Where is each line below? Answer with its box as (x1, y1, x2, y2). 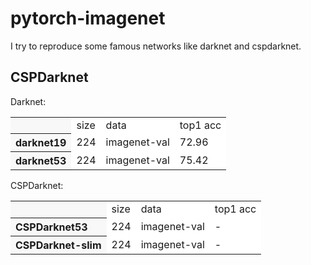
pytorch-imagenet (10, 7, 166, 30)
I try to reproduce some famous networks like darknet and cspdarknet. (10, 40, 302, 52)
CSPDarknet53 (15, 220, 88, 234)
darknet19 (15, 136, 67, 150)
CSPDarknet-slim (15, 238, 102, 252)
